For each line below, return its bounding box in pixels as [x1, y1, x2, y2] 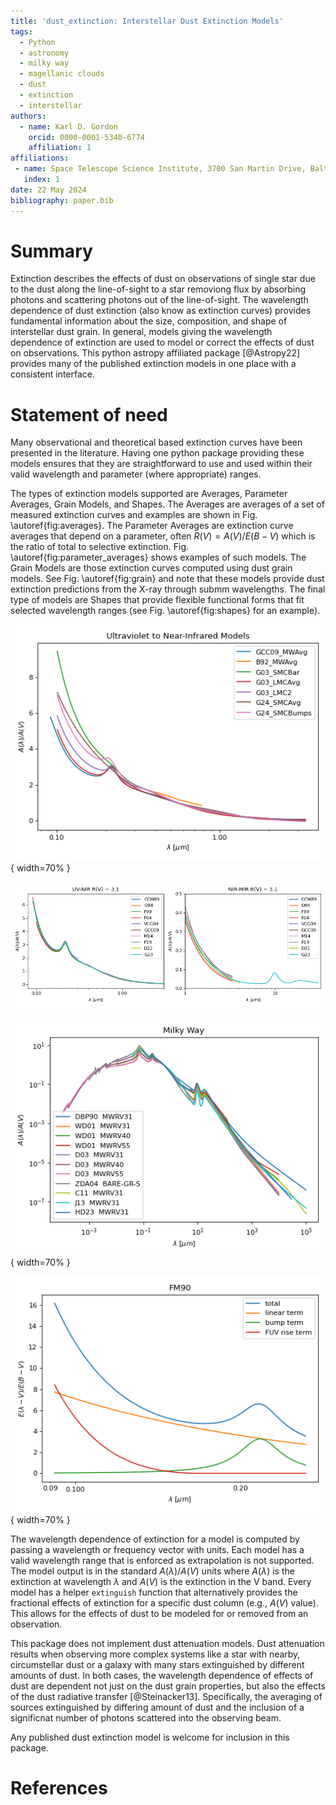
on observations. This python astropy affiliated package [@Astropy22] [10, 347, 301, 359]
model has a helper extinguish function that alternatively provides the [10, 1586, 298, 1598]
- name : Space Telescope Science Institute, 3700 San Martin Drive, [14, 164, 307, 174]
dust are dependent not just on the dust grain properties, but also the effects [10, 1680, 326, 1692]
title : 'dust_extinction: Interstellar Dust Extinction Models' [10, 16, 284, 26]
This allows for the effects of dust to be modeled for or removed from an [10, 1607, 309, 1619]
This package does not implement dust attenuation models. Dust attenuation [10, 1637, 325, 1649]
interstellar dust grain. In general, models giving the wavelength [10, 326, 273, 338]
